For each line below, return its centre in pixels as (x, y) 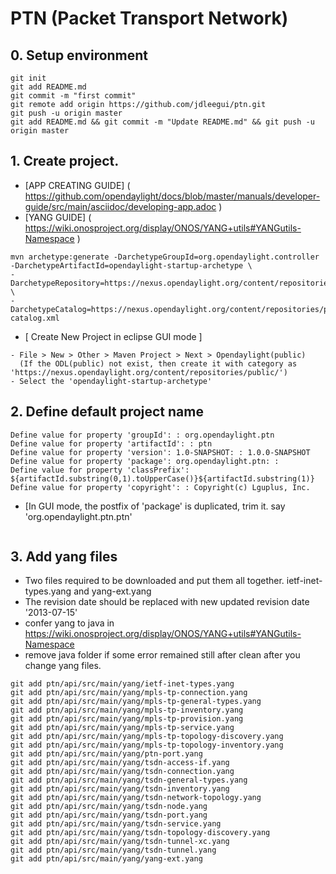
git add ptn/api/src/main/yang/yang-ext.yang (106, 859)
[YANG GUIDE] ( (58, 217)
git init (28, 78)
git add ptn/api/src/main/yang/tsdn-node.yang (109, 807)
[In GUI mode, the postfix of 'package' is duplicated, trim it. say (155, 506)
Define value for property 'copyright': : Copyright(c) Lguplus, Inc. (160, 487)
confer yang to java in (69, 623)
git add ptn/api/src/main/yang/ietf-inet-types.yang (122, 684)
